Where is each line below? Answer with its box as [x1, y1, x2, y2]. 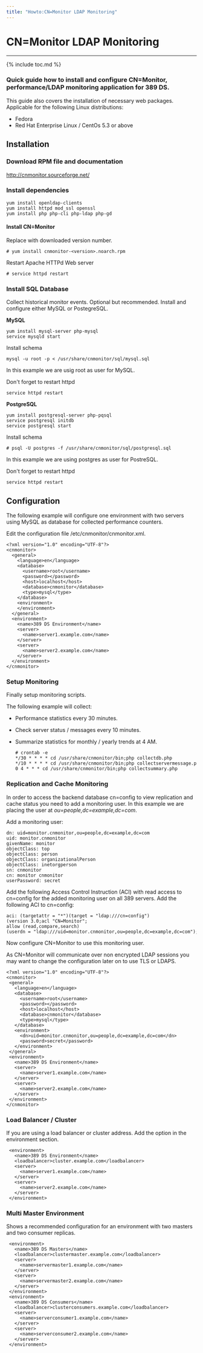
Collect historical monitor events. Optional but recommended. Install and [6, 298, 186, 306]
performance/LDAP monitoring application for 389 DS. [6, 83, 170, 91]
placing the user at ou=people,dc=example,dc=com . [6, 806, 137, 814]
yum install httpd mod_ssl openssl [6, 205, 96, 211]
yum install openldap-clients [6, 200, 83, 206]
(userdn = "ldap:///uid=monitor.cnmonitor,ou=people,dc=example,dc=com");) [6, 929, 201, 935]
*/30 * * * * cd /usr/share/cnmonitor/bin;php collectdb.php [14, 755, 173, 762]
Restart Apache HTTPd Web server [6, 259, 94, 266]
